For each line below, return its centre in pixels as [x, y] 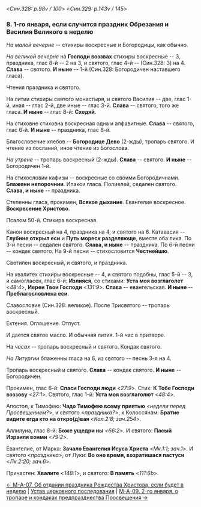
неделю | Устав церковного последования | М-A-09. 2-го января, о [92, 491]
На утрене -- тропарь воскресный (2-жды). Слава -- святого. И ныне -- [99, 160]
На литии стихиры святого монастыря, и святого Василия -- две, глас [96, 99]
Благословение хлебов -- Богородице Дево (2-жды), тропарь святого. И [100, 142]
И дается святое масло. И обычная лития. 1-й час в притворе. [86, 335]
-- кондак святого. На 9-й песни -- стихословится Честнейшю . [88, 251]
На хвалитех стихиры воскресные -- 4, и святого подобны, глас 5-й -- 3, [100, 275]
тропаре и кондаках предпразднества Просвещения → [77, 498]
